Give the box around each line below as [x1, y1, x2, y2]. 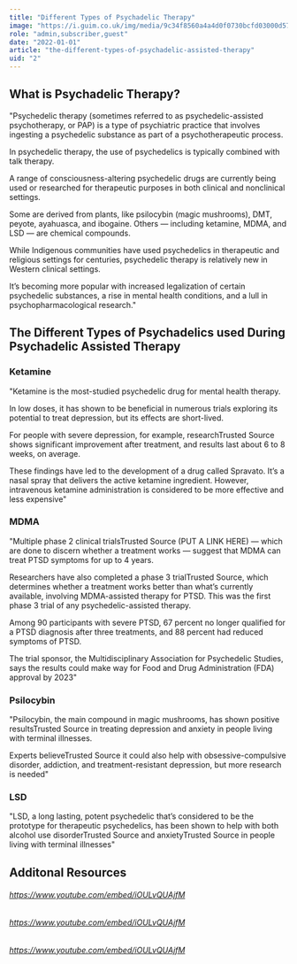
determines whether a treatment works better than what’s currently [9, 581, 254, 591]
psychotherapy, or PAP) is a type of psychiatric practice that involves [9, 120, 261, 130]
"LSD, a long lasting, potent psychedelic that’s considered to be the [9, 811, 255, 821]
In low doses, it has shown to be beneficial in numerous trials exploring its [9, 403, 278, 413]
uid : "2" [9, 54, 42, 63]
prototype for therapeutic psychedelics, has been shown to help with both [9, 821, 279, 831]
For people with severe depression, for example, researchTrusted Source [9, 429, 275, 440]
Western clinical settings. [9, 263, 102, 274]
